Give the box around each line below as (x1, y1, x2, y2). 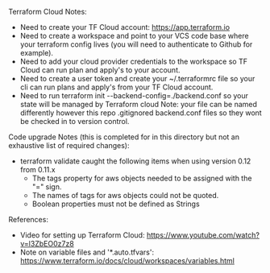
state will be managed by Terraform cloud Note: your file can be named (19, 100, 258, 109)
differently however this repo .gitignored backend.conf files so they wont (19, 108, 262, 118)
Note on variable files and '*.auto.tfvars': (19, 247, 155, 257)
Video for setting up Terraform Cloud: (19, 230, 145, 240)
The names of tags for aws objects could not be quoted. (31, 191, 219, 200)
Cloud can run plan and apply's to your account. (19, 65, 181, 75)
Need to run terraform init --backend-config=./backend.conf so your (19, 91, 248, 100)
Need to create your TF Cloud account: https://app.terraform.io (19, 23, 231, 31)
